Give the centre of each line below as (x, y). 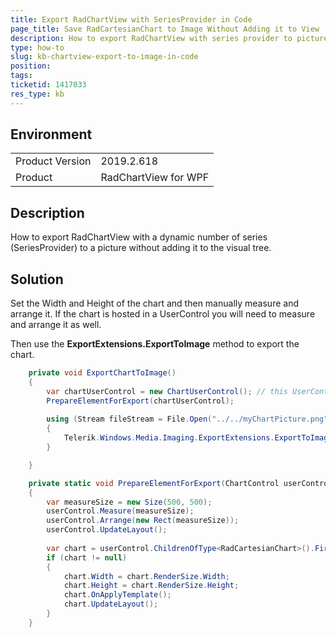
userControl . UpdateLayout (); (107, 530)
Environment (51, 134)
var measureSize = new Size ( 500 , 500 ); (129, 502)
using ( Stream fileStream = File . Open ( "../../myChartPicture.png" (187, 419)
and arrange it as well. (56, 325)
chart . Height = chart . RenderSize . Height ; (151, 586)
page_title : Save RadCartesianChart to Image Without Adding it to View (165, 29)
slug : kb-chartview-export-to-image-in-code (104, 57)
